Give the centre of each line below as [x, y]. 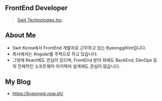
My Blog [18, 82]
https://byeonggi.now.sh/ [38, 94]
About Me [20, 36]
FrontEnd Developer [36, 8]
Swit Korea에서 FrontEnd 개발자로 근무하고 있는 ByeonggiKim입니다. [79, 48]
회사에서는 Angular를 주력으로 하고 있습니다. [55, 54]
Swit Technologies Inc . [40, 20]
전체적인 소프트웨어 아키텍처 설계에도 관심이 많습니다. [69, 66]
